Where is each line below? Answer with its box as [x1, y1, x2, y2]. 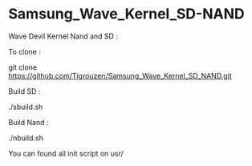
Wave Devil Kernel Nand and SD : [8, 31, 119, 41]
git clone [8, 62, 38, 72]
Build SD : [8, 86, 41, 96]
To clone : [8, 47, 42, 56]
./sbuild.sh [8, 102, 43, 111]
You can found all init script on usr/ [8, 148, 124, 158]
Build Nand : [8, 117, 49, 127]
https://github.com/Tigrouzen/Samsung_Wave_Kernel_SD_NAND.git [8, 71, 232, 80]
